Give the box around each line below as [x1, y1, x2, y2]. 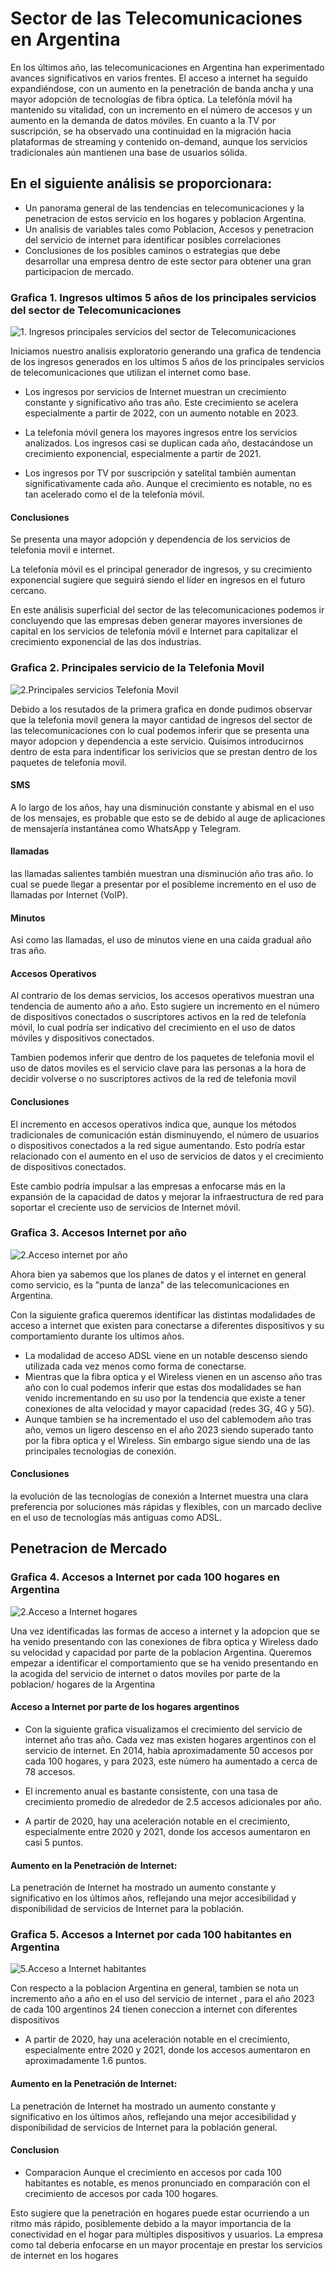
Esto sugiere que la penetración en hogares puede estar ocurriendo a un [10, 2207, 310, 2219]
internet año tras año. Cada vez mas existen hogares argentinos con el [24, 1733, 317, 1746]
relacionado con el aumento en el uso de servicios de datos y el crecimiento [10, 1150, 324, 1162]
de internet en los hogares [10, 2249, 119, 2261]
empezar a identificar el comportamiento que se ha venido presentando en [10, 1657, 319, 1669]
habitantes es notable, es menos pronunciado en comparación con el [24, 2177, 311, 2189]
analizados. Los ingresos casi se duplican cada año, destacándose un [24, 437, 314, 449]
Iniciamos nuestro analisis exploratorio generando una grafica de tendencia [10, 345, 322, 357]
